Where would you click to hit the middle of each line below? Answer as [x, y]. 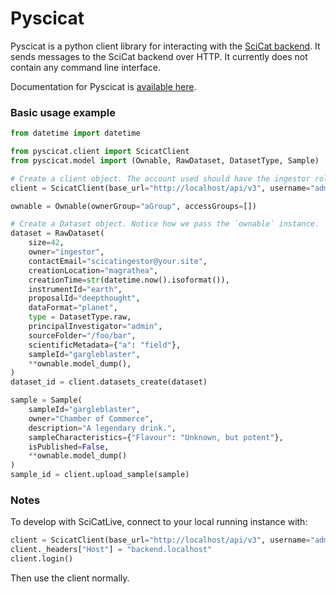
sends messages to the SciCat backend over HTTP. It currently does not [159, 56]
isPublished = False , [69, 447]
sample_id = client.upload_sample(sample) [100, 475]
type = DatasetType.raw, [80, 317]
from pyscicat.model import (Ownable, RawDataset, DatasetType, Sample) [165, 160]
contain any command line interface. [85, 67]
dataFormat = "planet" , [73, 308]
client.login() [42, 559]
